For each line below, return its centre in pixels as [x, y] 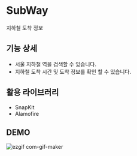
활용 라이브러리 [33, 93]
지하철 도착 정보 [25, 28]
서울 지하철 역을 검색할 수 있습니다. [56, 64]
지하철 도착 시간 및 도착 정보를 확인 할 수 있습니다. [73, 71]
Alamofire [27, 113]
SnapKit [25, 107]
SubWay [28, 10]
